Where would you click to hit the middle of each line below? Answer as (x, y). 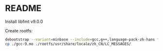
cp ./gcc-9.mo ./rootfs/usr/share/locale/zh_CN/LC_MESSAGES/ (68, 44)
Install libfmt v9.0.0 (24, 21)
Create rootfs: (19, 31)
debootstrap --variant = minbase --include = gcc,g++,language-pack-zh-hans (80, 39)
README (23, 8)
